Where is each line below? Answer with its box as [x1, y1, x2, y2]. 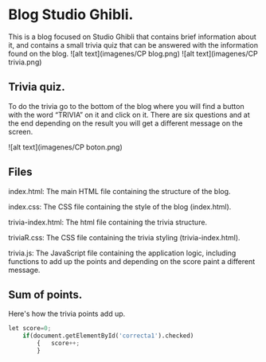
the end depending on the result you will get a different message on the [8, 118, 243, 128]
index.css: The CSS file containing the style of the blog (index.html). [8, 201, 232, 212]
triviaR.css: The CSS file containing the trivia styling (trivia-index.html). [8, 232, 241, 242]
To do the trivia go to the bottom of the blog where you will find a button [8, 101, 244, 111]
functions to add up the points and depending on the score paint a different [8, 256, 256, 266]
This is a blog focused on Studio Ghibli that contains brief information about [8, 32, 256, 41]
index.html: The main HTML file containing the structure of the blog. [8, 186, 231, 196]
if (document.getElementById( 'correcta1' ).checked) [22, 332, 194, 340]
